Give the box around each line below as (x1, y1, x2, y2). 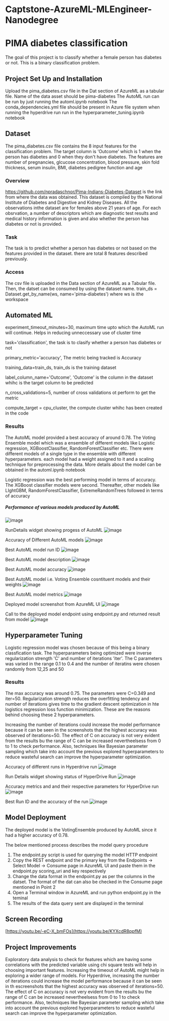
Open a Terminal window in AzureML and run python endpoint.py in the (12, 889, 161, 895)
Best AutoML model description (5, 556, 71, 562)
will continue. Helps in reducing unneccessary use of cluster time (5, 330, 141, 336)
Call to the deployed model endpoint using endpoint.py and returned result (5, 611, 160, 617)
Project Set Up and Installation (5, 75, 102, 83)
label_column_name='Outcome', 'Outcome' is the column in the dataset (5, 374, 153, 381)
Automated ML (5, 311, 53, 320)
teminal (12, 895, 28, 901)
